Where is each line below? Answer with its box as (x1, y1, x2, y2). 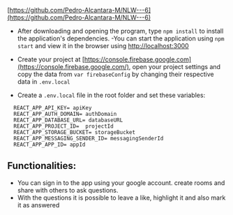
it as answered (17, 200, 60, 209)
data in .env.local (17, 77, 70, 86)
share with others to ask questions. (17, 186, 119, 194)
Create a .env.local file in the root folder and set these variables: (17, 91, 206, 99)
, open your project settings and (128, 63, 221, 71)
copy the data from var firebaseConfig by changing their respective (17, 70, 214, 78)
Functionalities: (7, 160, 77, 172)
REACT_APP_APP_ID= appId (13, 141, 86, 148)
